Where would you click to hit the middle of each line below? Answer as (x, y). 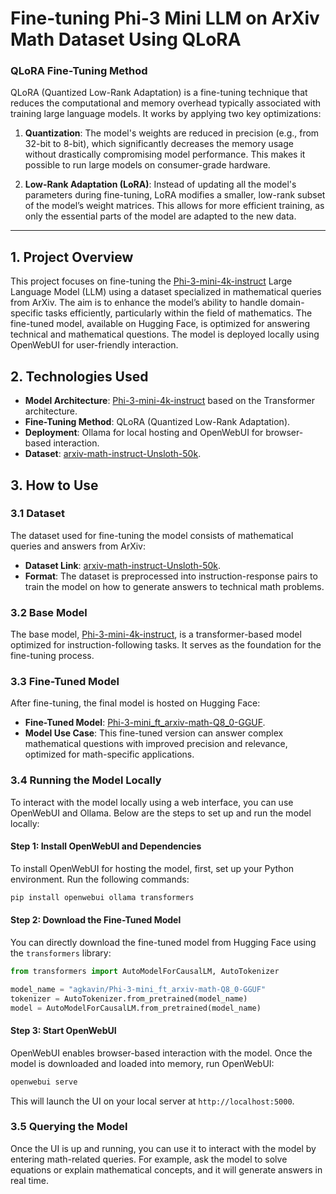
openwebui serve (44, 1082)
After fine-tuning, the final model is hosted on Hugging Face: (135, 703)
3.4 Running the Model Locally (86, 780)
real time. (29, 1180)
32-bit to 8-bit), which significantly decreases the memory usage (159, 144)
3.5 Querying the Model (69, 1127)
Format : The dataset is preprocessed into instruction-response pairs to (171, 576)
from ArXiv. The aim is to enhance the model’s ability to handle (139, 303)
